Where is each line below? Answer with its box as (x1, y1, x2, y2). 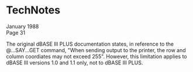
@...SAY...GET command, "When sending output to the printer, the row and (6, 46, 186, 53)
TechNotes (6, 4, 60, 17)
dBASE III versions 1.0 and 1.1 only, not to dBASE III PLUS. (6, 59, 143, 66)
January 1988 (6, 23, 39, 30)
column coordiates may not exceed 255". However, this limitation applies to (6, 53, 187, 60)
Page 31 (6, 29, 25, 36)
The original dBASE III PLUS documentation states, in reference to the (6, 40, 174, 47)
